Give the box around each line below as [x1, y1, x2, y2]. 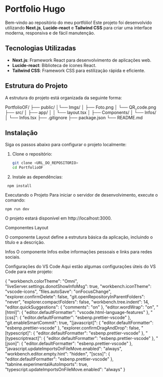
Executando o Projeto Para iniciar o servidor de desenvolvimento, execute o [5, 192, 158, 198]
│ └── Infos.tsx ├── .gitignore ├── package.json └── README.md [5, 114, 143, 120]
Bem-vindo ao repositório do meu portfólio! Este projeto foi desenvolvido [5, 20, 152, 25]
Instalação [5, 129, 38, 137]
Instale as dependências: [12, 174, 63, 180]
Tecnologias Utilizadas [5, 44, 76, 52]
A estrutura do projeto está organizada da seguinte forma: [5, 94, 122, 101]
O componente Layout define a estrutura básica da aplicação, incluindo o [5, 234, 153, 240]
